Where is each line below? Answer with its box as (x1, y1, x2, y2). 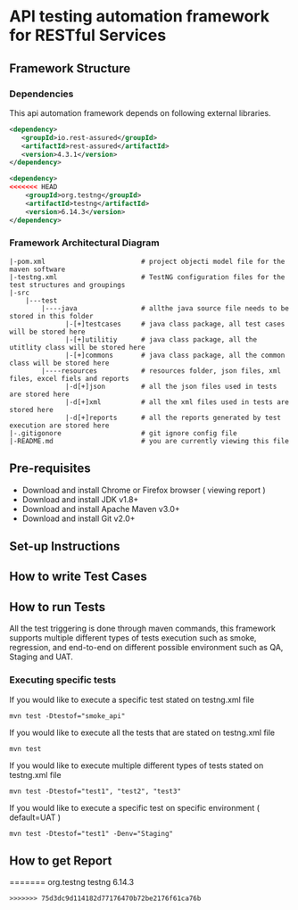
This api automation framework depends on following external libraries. (9, 107, 271, 118)
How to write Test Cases (9, 569, 147, 584)
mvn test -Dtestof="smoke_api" (9, 711, 126, 720)
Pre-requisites (9, 461, 91, 476)
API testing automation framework (9, 6, 270, 27)
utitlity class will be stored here (9, 343, 145, 352)
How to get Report (9, 853, 112, 868)
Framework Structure (9, 61, 131, 76)
